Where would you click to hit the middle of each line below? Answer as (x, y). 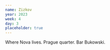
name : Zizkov (19, 10)
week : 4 (13, 19)
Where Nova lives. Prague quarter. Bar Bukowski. (55, 42)
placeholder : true (24, 28)
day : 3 (12, 24)
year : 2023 (16, 14)
